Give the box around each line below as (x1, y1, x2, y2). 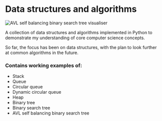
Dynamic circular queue (12, 89, 62, 95)
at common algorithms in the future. (5, 50, 79, 56)
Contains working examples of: (5, 62, 82, 69)
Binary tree (12, 100, 35, 106)
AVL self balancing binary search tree (12, 110, 89, 116)
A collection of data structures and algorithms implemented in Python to (5, 29, 153, 35)
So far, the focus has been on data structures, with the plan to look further (5, 44, 157, 50)
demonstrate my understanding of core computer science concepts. (5, 35, 145, 41)
